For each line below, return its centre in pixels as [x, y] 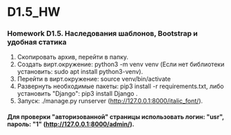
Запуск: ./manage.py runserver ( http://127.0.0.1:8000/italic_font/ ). [110, 101]
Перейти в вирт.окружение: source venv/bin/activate [94, 79]
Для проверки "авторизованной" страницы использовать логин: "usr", [115, 117]
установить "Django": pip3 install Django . [77, 94]
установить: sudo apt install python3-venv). [80, 72]
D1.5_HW [34, 12]
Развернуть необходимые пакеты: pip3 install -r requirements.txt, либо [120, 86]
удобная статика [37, 42]
